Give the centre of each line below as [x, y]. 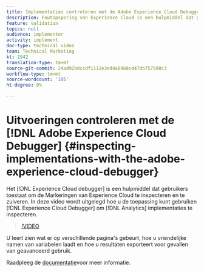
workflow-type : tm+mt [34, 74]
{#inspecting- [100, 146]
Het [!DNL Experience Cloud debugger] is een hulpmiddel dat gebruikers [97, 188]
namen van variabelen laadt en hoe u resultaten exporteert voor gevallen [97, 244]
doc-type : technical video [40, 46]
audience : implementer [35, 35]
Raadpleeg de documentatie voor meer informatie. [69, 262]
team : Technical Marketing [40, 51]
